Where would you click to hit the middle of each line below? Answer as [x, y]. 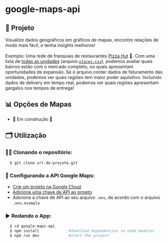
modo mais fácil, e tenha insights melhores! [50, 45]
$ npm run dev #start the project [60, 235]
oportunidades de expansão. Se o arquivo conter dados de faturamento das [84, 72]
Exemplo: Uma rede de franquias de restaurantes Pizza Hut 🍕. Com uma [80, 56]
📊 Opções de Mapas [38, 104]
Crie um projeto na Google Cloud [47, 187]
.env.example [26, 203]
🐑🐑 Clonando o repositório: [39, 152]
